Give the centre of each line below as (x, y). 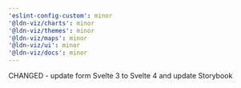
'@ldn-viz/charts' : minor (51, 23)
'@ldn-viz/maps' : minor (48, 38)
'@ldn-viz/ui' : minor (44, 46)
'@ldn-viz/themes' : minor (51, 30)
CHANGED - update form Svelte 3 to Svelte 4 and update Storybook (120, 76)
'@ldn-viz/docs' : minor (48, 53)
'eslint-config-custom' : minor (60, 16)
